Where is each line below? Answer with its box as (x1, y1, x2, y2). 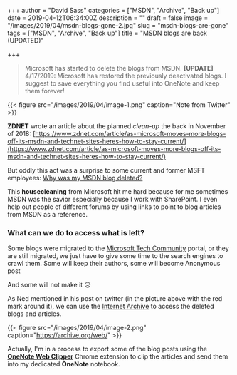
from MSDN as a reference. (7, 210, 88, 218)
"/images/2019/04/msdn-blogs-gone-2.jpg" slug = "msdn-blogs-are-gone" (7, 21, 229, 29)
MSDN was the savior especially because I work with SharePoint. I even (7, 195, 218, 203)
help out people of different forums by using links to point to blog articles (7, 202, 221, 211)
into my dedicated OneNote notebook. (7, 360, 120, 369)
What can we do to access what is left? (7, 227, 144, 237)
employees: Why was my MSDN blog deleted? (7, 174, 143, 182)
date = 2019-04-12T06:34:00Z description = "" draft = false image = (7, 14, 209, 22)
